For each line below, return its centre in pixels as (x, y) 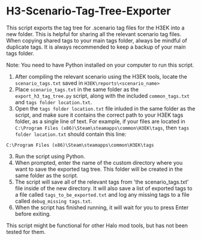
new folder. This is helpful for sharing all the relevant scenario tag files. (94, 34)
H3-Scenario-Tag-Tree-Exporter (88, 11)
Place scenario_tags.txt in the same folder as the (77, 89)
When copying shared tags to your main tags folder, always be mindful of (97, 40)
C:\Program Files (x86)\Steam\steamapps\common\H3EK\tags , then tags (102, 128)
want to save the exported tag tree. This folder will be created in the (99, 169)
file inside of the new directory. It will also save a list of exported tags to (103, 188)
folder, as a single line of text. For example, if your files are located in (100, 121)
